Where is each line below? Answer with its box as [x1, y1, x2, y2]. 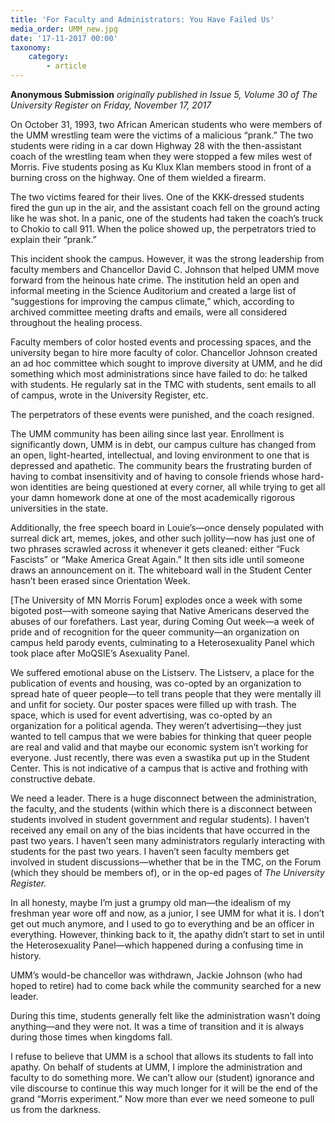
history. [10, 950, 42, 961]
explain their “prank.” [10, 234, 97, 245]
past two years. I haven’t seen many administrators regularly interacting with [10, 835, 326, 846]
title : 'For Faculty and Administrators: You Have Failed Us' [10, 14, 275, 25]
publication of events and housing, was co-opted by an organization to [10, 677, 302, 689]
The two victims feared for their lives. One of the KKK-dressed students [10, 191, 305, 203]
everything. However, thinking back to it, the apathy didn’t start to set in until [10, 929, 325, 940]
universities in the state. [10, 502, 109, 514]
